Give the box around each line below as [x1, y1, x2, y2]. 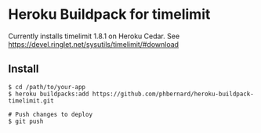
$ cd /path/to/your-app [8, 83, 86, 91]
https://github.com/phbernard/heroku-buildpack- [92, 90, 255, 98]
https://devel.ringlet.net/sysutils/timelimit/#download [8, 39, 179, 49]
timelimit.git [8, 96, 55, 105]
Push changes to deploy [15, 110, 92, 118]
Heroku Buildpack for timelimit [8, 5, 211, 23]
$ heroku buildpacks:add [8, 90, 89, 98]
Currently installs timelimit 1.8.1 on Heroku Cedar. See [8, 31, 180, 41]
